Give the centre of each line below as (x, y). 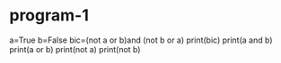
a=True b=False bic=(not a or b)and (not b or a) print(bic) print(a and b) (141, 40)
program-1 (49, 16)
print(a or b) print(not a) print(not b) (75, 49)
